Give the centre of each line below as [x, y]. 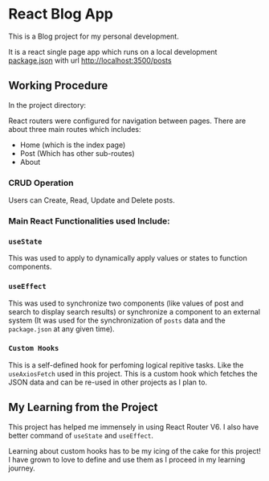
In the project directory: [47, 105]
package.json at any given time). [61, 329]
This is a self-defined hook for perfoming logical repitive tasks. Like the [126, 365]
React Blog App [61, 14]
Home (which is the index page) [73, 145]
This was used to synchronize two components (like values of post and [126, 303]
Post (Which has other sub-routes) [77, 153]
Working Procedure [58, 86]
